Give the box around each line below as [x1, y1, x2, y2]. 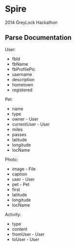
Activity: [5, 211, 22, 217]
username [12, 71, 32, 77]
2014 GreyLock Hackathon [5, 19, 58, 25]
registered [12, 87, 33, 93]
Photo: [5, 157, 18, 162]
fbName [12, 61, 28, 67]
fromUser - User [12, 231, 45, 237]
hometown [12, 82, 34, 88]
